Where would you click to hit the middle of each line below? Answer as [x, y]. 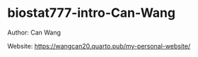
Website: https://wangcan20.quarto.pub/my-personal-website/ [99, 46]
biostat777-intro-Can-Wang [91, 13]
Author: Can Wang [34, 32]
